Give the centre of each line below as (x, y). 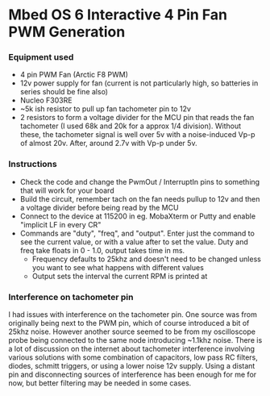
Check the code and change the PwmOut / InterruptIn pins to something (140, 181)
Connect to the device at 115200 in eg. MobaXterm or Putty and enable (138, 216)
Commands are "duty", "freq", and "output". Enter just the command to (137, 233)
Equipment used (41, 57)
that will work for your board (67, 190)
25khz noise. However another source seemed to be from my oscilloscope (132, 331)
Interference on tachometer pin (71, 297)
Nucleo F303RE (46, 100)
